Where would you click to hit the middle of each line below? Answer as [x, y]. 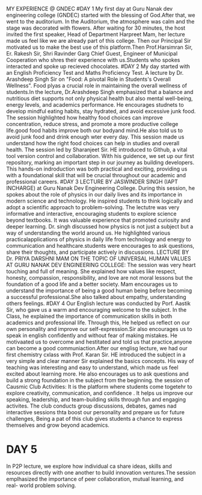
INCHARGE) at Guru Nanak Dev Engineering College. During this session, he [101, 188]
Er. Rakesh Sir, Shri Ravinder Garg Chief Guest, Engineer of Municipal [92, 53]
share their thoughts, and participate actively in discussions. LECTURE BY [98, 252]
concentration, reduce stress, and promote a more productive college [92, 124]
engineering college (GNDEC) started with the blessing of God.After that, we [101, 15]
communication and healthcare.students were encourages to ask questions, [100, 246]
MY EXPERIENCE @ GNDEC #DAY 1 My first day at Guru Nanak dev [90, 9]
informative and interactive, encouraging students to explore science [92, 214]
